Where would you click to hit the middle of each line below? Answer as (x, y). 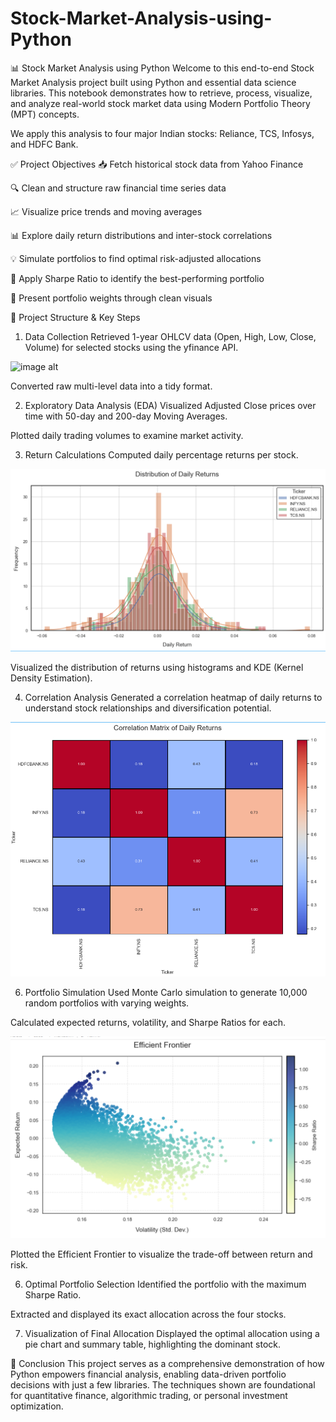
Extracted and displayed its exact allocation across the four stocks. (148, 1314)
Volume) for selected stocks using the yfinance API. (131, 347)
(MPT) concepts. (45, 114)
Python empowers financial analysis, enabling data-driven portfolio (148, 1374)
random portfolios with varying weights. (107, 1003)
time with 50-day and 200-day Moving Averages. (126, 416)
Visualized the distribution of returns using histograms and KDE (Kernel (157, 667)
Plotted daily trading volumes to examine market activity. (127, 435)
